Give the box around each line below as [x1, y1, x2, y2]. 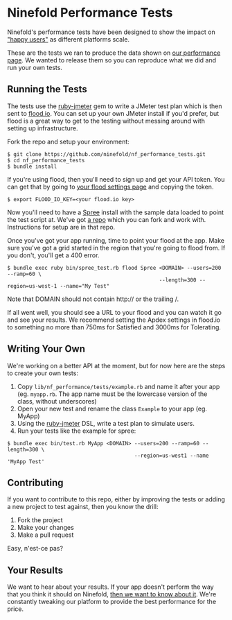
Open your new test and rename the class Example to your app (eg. [17, 404, 208, 413]
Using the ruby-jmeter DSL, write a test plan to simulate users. [17, 419, 195, 427]
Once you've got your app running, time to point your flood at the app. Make [7, 236, 225, 244]
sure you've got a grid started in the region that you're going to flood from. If [7, 243, 226, 252]
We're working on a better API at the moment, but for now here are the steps [7, 361, 226, 370]
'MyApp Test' [7, 458, 45, 465]
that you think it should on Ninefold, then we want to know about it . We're [7, 590, 217, 599]
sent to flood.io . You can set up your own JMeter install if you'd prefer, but [7, 109, 220, 117]
